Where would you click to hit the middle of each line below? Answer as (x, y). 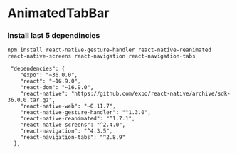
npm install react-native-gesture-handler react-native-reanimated (110, 50)
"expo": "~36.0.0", (49, 75)
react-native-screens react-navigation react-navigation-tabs (101, 56)
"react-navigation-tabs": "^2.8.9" (73, 138)
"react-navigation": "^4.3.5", (67, 131)
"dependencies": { (38, 69)
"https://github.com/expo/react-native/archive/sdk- (151, 94)
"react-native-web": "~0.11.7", (68, 106)
